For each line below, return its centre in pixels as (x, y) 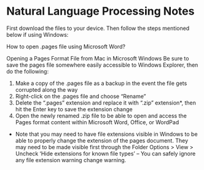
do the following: (28, 71)
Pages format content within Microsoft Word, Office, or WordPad (97, 122)
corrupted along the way (46, 89)
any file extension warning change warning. (71, 160)
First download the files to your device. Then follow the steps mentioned (98, 28)
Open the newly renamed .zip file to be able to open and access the (101, 116)
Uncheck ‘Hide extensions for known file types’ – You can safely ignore (105, 153)
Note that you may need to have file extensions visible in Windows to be (106, 134)
